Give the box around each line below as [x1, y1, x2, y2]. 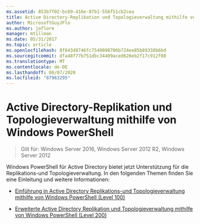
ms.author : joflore [6, 25, 55, 31]
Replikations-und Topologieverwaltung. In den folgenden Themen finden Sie [6, 170, 193, 177]
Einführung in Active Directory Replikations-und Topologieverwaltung [14, 188, 185, 195]
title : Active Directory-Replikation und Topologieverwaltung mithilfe [6, 14, 187, 20]
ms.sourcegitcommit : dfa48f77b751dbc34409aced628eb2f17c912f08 [6, 53, 167, 59]
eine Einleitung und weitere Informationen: [6, 176, 110, 183]
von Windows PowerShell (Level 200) [14, 212, 107, 219]
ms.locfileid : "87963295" [6, 75, 70, 81]
